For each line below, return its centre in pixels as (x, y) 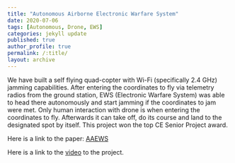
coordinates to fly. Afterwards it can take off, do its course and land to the (115, 117)
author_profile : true (39, 47)
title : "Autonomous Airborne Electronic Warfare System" (93, 14)
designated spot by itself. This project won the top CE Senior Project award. (117, 125)
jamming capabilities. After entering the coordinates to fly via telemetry (111, 87)
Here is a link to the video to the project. (65, 152)
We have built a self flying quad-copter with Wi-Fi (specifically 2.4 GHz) (113, 80)
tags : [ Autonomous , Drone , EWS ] (55, 27)
